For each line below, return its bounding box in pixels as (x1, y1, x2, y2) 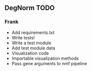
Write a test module (11, 40, 51, 46)
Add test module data (11, 45, 55, 51)
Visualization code (11, 50, 49, 56)
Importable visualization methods (11, 55, 79, 61)
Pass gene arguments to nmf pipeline (11, 60, 88, 66)
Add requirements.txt (11, 29, 55, 35)
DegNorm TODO (4, 4, 55, 12)
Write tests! (11, 35, 35, 40)
